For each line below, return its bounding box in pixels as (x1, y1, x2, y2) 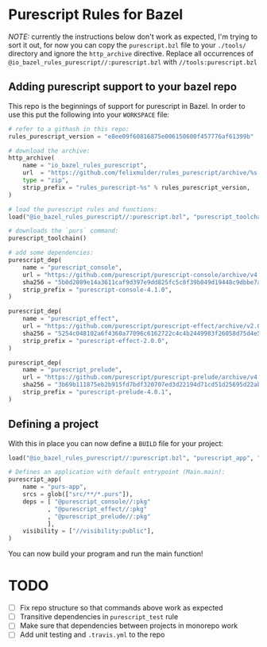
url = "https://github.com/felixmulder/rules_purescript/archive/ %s (22, 169, 258, 177)
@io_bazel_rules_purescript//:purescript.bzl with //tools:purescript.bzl (8, 57, 257, 67)
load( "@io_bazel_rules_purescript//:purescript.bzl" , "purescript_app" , (8, 454, 254, 462)
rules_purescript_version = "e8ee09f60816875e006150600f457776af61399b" (8, 133, 254, 141)
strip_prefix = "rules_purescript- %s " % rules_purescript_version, (22, 183, 250, 191)
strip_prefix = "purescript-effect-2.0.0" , (22, 337, 169, 345)
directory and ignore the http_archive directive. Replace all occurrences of (8, 48, 254, 58)
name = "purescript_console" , (22, 264, 123, 272)
